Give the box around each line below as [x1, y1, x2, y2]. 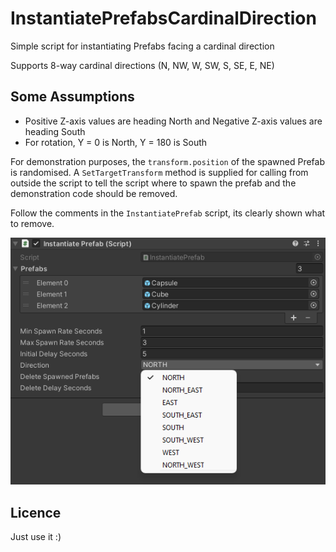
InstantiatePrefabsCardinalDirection [10, 7, 317, 30]
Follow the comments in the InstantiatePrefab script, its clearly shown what [10, 207, 326, 219]
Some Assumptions [10, 88, 135, 106]
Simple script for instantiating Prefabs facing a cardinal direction [10, 40, 275, 52]
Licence [10, 504, 62, 521]
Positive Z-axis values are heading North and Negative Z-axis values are [24, 115, 323, 127]
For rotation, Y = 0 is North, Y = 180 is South [24, 136, 208, 148]
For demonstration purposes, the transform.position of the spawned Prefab [10, 155, 326, 167]
